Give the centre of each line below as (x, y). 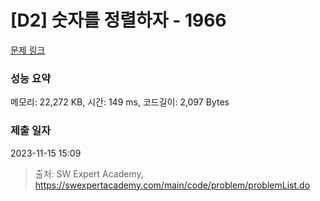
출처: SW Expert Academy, (89, 173)
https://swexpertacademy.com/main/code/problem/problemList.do (172, 185)
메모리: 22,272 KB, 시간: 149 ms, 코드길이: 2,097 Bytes (120, 102)
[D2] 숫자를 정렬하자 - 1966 (118, 20)
